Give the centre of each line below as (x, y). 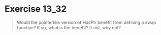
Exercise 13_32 (36, 9)
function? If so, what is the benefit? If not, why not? (69, 27)
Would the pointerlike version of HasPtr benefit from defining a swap (86, 22)
